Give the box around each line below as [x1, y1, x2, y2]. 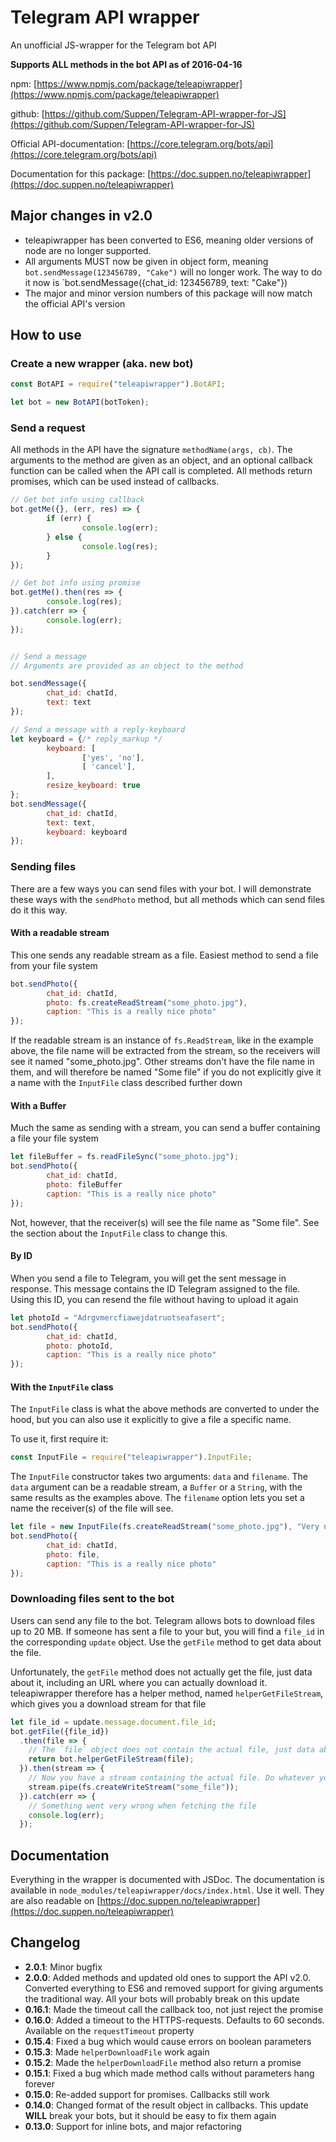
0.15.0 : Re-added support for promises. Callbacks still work [24, 2088, 270, 2100]
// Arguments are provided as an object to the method [10, 661, 244, 671]
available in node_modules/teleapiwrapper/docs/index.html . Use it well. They [10, 1884, 325, 1896]
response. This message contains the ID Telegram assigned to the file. [10, 1282, 301, 1295]
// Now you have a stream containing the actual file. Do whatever [28, 1773, 315, 1783]
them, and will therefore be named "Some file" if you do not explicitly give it [10, 1066, 322, 1078]
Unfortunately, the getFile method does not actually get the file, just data [10, 1666, 313, 1678]
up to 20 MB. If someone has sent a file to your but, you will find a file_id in [10, 1625, 325, 1637]
